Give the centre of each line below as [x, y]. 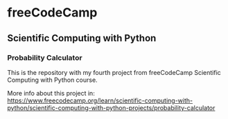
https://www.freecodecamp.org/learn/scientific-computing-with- [100, 100]
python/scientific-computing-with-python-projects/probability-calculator [111, 107]
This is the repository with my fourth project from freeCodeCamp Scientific [114, 72]
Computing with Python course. [53, 80]
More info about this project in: [51, 93]
